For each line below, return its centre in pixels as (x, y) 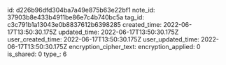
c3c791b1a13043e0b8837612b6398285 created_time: (85, 25)
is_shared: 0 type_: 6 (37, 54)
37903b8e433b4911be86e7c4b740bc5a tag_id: (76, 17)
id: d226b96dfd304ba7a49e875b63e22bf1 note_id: (81, 10)
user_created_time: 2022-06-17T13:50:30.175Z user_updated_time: (103, 39)
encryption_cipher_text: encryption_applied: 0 (135, 47)
